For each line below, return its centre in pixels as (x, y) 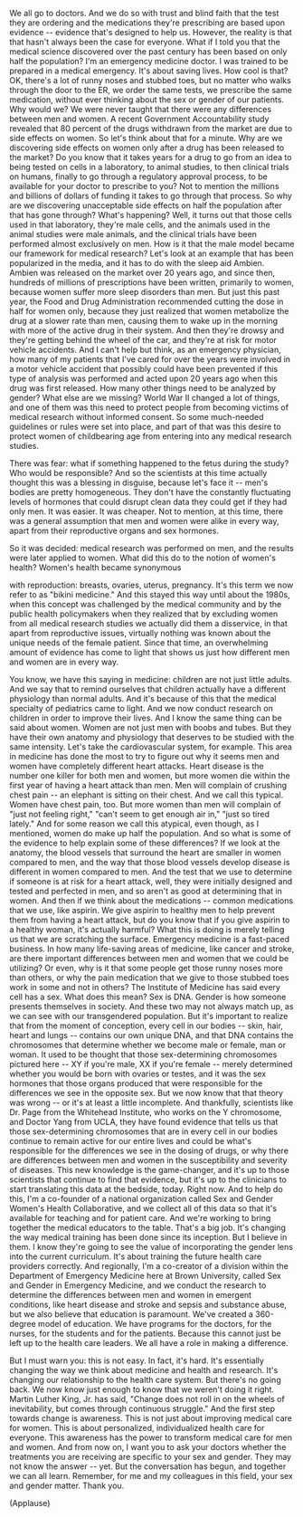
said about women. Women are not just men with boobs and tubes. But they (151, 727)
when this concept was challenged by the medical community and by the (146, 604)
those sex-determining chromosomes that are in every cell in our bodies (144, 1131)
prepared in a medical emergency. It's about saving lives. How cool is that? (149, 71)
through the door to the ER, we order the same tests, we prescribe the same (151, 90)
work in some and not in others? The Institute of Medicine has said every (145, 987)
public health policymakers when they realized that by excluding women (144, 614)
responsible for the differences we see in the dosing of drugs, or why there (149, 1150)
